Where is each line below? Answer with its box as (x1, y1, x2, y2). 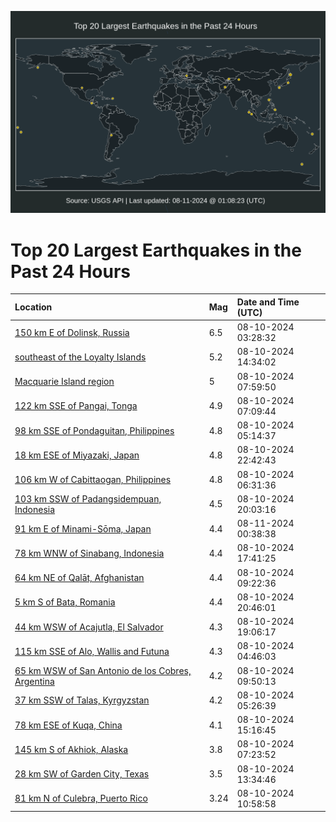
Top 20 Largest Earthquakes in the (10, 239, 302, 261)
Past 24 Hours (10, 260, 131, 283)
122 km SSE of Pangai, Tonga (14, 400, 138, 412)
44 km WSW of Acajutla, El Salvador (14, 621, 164, 633)
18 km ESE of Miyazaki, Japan (14, 449, 140, 461)
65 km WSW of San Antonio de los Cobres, (14, 664, 192, 676)
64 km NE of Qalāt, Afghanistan (14, 572, 145, 584)
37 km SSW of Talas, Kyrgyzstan (14, 694, 150, 706)
